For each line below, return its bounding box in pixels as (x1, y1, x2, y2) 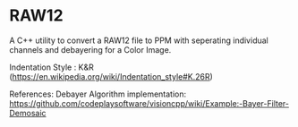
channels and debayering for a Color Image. (9, 44, 172, 55)
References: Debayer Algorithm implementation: (9, 89, 187, 99)
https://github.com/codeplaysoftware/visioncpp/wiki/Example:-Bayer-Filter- (9, 97, 289, 108)
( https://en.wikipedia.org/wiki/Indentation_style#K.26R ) (9, 71, 213, 81)
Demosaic (9, 107, 47, 118)
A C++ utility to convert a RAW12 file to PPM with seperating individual (9, 35, 268, 46)
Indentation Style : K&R (9, 62, 94, 72)
